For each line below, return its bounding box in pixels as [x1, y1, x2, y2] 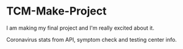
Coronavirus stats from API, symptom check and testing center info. [6, 36, 177, 43]
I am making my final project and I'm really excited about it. [6, 24, 154, 31]
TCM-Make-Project [6, 4, 107, 18]
